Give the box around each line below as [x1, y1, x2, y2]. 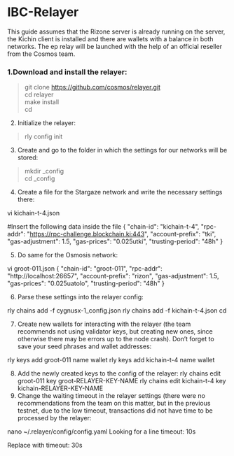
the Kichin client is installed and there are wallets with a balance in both [7, 34, 214, 43]
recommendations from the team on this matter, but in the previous [17, 399, 211, 408]
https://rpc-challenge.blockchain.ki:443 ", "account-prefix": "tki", [29, 230, 216, 238]
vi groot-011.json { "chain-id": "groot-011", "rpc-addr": [7, 264, 163, 273]
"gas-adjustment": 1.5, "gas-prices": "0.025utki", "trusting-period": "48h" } [7, 237, 223, 245]
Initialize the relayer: [17, 119, 76, 127]
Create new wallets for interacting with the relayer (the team [17, 320, 191, 329]
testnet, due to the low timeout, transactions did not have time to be [17, 406, 213, 415]
